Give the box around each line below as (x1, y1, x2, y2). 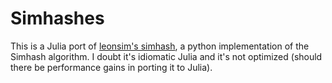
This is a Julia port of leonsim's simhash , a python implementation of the (10, 40, 310, 52)
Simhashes (10, 7, 105, 30)
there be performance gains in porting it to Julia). (10, 61, 213, 73)
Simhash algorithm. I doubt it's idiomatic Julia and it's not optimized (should (10, 50, 323, 62)
